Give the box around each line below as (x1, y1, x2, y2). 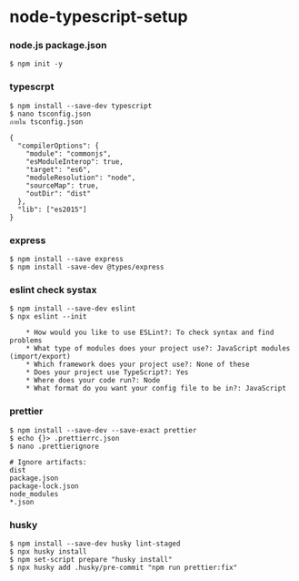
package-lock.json (9, 481, 79, 491)
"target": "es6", (25, 165, 92, 174)
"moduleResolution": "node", (25, 173, 136, 182)
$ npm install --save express (9, 255, 125, 264)
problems (9, 336, 43, 345)
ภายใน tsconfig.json (9, 117, 84, 127)
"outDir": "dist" (25, 189, 92, 198)
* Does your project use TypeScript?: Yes (25, 368, 189, 377)
